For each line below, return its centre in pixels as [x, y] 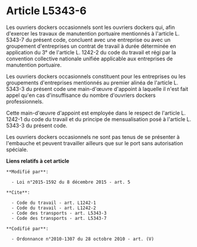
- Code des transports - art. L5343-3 [59, 213]
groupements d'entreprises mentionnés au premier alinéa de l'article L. [92, 82]
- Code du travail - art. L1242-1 [54, 203]
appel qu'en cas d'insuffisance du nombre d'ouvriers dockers [81, 95]
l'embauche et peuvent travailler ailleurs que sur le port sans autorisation [95, 143]
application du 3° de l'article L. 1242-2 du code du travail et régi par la [91, 52]
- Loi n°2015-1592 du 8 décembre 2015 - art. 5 [71, 182]
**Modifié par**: [27, 172]
